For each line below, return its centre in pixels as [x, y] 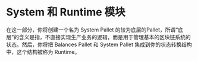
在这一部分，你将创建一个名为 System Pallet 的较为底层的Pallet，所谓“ [92, 30]
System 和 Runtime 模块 [66, 12]
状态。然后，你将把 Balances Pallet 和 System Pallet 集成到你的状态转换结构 [99, 44]
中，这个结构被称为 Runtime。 [43, 52]
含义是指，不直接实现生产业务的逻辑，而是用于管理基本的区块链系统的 [105, 37]
